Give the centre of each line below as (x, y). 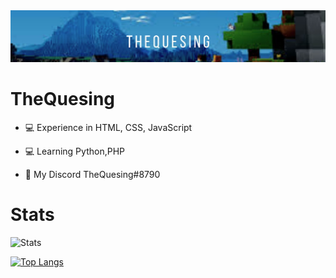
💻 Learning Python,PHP (74, 151)
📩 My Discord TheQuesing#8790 (92, 175)
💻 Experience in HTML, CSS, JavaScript (108, 128)
